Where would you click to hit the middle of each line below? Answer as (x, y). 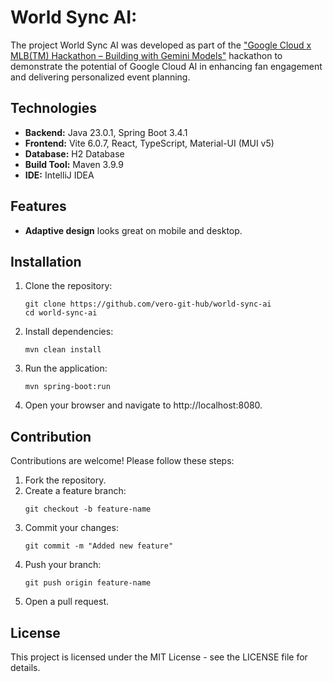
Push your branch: (63, 565)
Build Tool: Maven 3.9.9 (74, 164)
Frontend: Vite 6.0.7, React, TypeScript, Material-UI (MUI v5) (149, 143)
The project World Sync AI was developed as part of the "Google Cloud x (161, 45)
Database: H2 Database (74, 153)
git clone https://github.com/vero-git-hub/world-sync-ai (148, 304)
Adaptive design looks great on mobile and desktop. (133, 230)
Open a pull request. (67, 602)
